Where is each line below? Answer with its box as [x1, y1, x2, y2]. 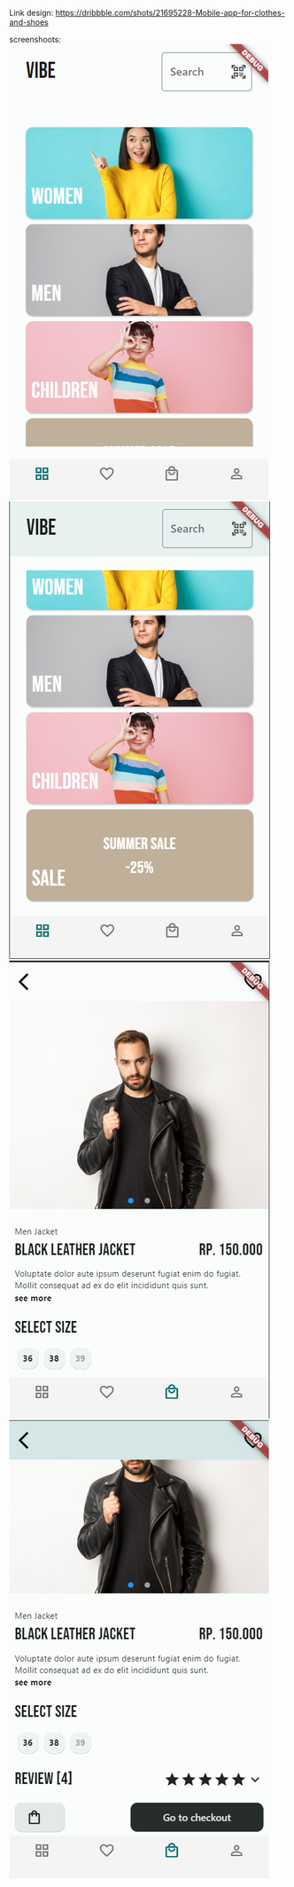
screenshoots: [9, 35, 62, 44]
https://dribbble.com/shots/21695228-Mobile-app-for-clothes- [55, 8, 285, 18]
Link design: [9, 8, 54, 18]
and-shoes [9, 17, 49, 28]
